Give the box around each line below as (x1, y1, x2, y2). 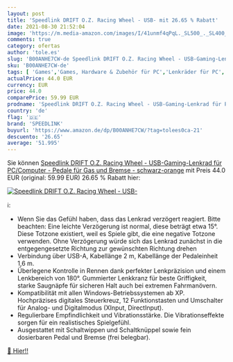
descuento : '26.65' (7, 133, 64, 140)
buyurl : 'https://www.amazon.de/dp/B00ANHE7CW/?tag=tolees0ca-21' (7, 127, 203, 134)
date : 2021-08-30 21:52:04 (7, 23, 85, 30)
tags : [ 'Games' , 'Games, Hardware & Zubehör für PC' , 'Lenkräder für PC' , (7, 68, 225, 75)
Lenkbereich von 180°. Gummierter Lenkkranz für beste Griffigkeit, (17, 274, 207, 283)
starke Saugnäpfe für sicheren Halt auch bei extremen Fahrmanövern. (17, 281, 217, 290)
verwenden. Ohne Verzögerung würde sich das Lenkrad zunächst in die (17, 237, 223, 246)
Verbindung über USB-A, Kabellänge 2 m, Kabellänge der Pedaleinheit (17, 252, 218, 260)
